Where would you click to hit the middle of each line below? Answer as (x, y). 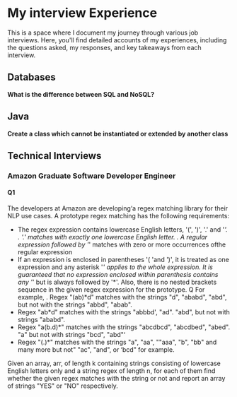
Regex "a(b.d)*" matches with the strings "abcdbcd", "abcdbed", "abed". (124, 327)
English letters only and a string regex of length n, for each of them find (111, 371)
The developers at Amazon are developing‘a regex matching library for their (118, 208)
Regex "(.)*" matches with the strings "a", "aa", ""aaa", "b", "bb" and (117, 342)
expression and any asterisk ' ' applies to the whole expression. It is (115, 267)
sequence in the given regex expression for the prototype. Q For (111, 290)
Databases (32, 77)
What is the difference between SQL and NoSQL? (81, 94)
